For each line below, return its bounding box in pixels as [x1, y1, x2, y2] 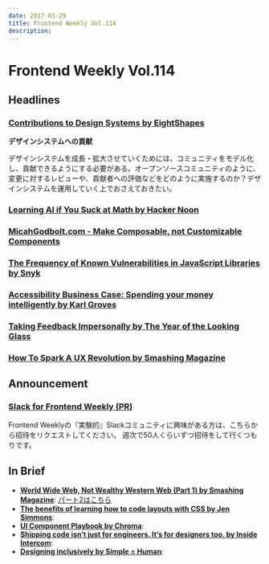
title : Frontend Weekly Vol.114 [8, 19, 116, 27]
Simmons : [19, 513, 55, 522]
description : [8, 27, 52, 35]
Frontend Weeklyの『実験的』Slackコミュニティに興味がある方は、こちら [8, 420, 251, 430]
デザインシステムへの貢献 [8, 137, 93, 146]
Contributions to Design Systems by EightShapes [8, 117, 205, 129]
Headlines [8, 93, 60, 107]
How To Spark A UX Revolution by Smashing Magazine [8, 352, 226, 363]
